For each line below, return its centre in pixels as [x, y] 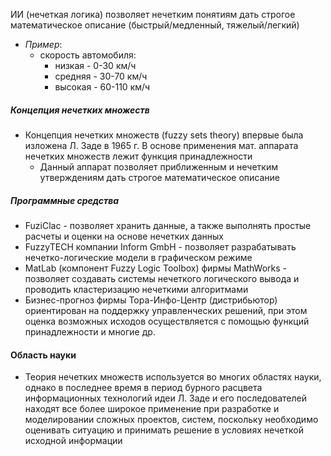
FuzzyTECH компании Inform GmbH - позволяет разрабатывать [160, 246]
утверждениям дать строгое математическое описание [159, 177]
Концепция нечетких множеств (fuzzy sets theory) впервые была [164, 135]
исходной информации [73, 441]
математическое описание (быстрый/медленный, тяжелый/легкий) [155, 25]
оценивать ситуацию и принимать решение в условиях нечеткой [164, 430]
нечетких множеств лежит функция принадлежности [138, 156]
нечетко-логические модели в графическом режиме [138, 257]
